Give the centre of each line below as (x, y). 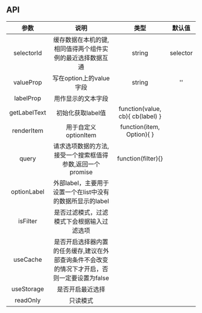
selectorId (28, 52)
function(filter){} (140, 158)
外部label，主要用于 (81, 183)
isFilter (27, 221)
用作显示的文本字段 (81, 98)
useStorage (28, 289)
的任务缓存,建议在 (78, 251)
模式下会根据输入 (78, 221)
